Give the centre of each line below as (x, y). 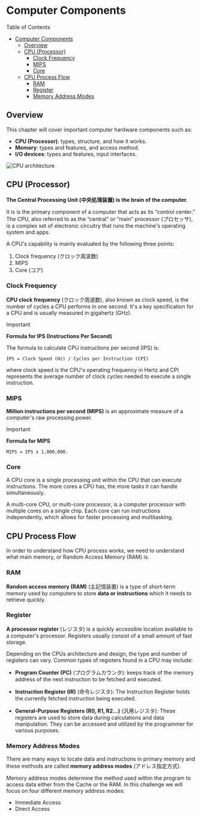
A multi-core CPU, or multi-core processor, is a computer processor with (96, 505)
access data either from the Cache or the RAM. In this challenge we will (94, 785)
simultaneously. (25, 493)
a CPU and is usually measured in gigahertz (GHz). (69, 312)
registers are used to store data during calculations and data (89, 717)
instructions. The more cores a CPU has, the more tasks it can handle (92, 487)
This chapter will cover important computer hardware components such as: (99, 129)
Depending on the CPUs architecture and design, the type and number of (97, 654)
